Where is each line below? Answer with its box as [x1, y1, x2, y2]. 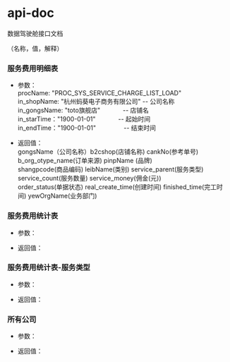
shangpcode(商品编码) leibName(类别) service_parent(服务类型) [17, 165, 204, 174]
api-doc [7, 5, 54, 21]
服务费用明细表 [7, 64, 59, 73]
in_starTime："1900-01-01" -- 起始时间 [17, 115, 151, 123]
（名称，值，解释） [7, 44, 63, 52]
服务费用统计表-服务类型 [7, 263, 90, 272]
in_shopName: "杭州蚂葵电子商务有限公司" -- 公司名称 [17, 97, 175, 106]
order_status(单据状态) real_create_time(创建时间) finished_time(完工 [17, 183, 217, 191]
